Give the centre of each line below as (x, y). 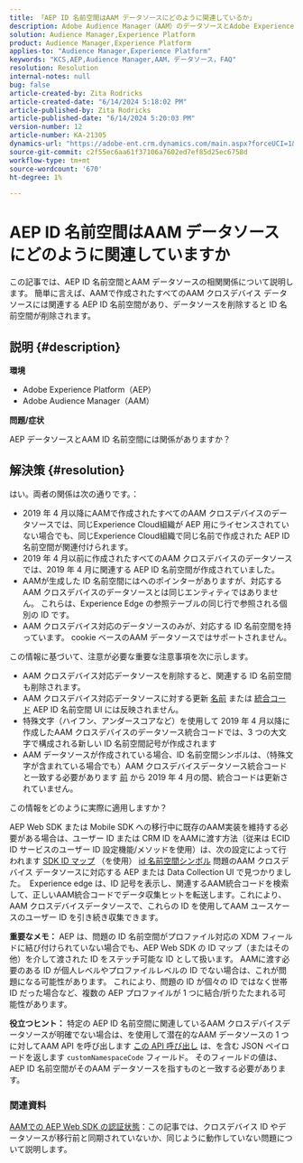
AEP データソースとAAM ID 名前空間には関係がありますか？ (120, 439)
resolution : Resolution (54, 69)
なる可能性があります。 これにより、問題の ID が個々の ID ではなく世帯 (156, 982)
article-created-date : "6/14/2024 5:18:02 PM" (98, 102)
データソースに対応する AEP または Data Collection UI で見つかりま (159, 871)
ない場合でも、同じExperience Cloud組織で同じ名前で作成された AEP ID (156, 535)
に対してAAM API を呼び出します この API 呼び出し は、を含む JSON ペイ (146, 1046)
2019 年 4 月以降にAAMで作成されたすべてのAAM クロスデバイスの (147, 513)
